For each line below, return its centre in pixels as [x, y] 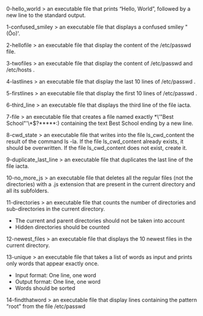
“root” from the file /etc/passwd [46, 306]
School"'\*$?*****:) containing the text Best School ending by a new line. [100, 123]
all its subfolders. [28, 191]
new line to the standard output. [46, 15]
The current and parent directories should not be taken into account [100, 220]
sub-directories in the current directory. [56, 209]
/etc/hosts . [21, 70]
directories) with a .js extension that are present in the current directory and [101, 184]
